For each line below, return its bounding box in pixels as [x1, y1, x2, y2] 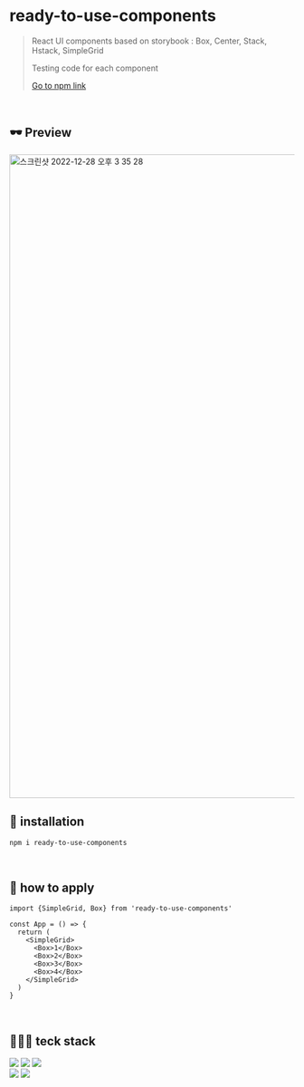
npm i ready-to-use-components [9, 838, 128, 847]
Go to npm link [31, 80, 87, 91]
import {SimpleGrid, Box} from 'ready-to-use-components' [9, 904, 233, 913]
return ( [17, 928, 51, 938]
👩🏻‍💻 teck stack [9, 1034, 97, 1049]
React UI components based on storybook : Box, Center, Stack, [31, 35, 268, 46]
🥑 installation [9, 814, 85, 830]
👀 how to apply [9, 880, 95, 895]
